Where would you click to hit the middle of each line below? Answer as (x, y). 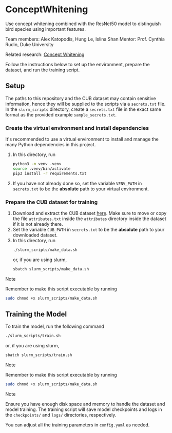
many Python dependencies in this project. (51, 145)
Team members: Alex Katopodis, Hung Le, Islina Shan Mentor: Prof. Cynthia (85, 39)
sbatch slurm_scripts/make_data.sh (51, 269)
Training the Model (36, 314)
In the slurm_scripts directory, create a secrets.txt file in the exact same (83, 109)
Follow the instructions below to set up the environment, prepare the (78, 64)
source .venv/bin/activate (42, 169)
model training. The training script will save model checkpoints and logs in (84, 409)
